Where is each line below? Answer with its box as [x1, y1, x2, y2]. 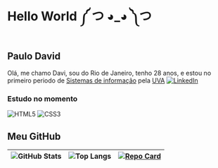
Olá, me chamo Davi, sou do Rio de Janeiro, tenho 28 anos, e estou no [7, 69, 212, 77]
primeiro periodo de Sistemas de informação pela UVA [7, 76, 165, 85]
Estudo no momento [7, 94, 78, 104]
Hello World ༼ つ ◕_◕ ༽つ [7, 8, 153, 25]
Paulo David [7, 50, 61, 62]
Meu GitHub [7, 130, 61, 143]
